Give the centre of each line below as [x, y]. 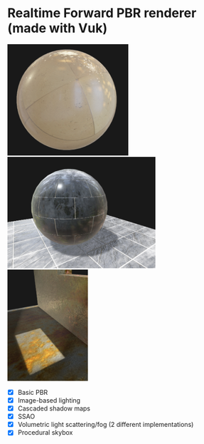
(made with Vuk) [58, 28]
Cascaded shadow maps [54, 408]
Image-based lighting [49, 400]
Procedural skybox [45, 433]
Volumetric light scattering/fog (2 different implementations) [106, 425]
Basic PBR [33, 392]
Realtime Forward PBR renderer [102, 13]
